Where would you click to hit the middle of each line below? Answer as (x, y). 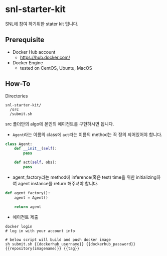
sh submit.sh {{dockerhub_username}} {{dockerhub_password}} (70, 244)
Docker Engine (28, 62)
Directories (17, 96)
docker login (19, 226)
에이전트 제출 (25, 217)
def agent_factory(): (28, 193)
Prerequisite (25, 40)
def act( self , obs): (36, 162)
